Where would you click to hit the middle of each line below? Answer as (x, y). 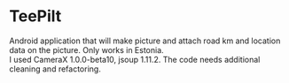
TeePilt (35, 16)
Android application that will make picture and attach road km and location (145, 41)
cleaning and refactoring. (55, 69)
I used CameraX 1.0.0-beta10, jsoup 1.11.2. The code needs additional (135, 59)
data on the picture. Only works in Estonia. (86, 49)
